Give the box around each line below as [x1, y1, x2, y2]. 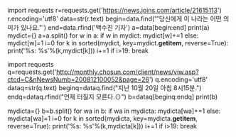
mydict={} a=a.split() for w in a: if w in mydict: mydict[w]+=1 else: [7, 31, 199, 40]
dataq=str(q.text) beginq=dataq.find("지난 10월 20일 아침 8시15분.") [7, 84, 202, 92]
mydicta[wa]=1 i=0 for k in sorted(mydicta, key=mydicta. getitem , [7, 114, 198, 123]
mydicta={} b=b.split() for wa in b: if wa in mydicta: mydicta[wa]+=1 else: [7, 106, 221, 115]
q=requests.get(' [7, 67, 57, 76]
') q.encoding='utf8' [149, 75, 208, 84]
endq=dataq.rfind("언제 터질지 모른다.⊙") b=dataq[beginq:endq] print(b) [7, 92, 218, 101]
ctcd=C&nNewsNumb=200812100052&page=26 [7, 75, 149, 84]
